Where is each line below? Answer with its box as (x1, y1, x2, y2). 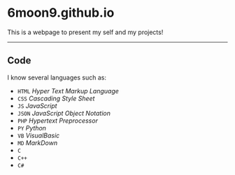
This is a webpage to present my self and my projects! (7, 28, 164, 36)
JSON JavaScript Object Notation (17, 109, 111, 117)
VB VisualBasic (17, 131, 60, 139)
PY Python (17, 123, 47, 132)
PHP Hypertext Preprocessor (17, 116, 98, 125)
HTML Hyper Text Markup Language (17, 86, 119, 95)
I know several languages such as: (7, 73, 107, 82)
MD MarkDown (17, 138, 58, 147)
